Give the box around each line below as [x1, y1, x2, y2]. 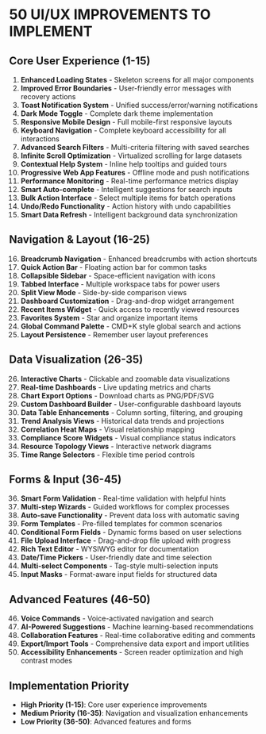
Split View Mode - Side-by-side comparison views [20, 287, 187, 297]
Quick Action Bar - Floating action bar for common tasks [20, 262, 207, 271]
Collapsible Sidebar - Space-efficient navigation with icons [20, 271, 216, 280]
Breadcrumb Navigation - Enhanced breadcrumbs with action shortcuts [20, 254, 257, 263]
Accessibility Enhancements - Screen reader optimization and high [20, 648, 244, 657]
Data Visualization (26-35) [9, 353, 144, 367]
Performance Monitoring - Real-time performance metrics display [20, 176, 239, 186]
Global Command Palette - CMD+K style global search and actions [20, 321, 241, 331]
